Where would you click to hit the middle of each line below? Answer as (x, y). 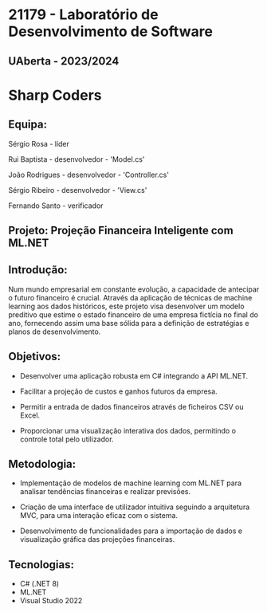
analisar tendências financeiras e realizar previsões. (105, 492)
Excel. (30, 415)
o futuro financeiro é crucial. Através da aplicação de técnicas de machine (130, 297)
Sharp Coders (55, 95)
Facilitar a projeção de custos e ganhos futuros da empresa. (118, 391)
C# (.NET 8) (39, 584)
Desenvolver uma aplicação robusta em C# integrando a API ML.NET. (134, 375)
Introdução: (38, 270)
